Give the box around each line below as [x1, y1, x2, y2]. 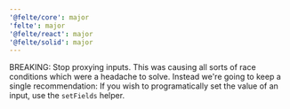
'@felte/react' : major [9, 29, 93, 38]
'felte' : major [9, 21, 66, 30]
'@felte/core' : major [9, 12, 90, 22]
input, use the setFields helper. [9, 90, 125, 101]
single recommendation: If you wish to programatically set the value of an [9, 81, 278, 91]
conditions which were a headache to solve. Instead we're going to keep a [9, 72, 282, 82]
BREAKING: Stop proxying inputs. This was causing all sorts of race [9, 62, 256, 73]
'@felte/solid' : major [9, 37, 93, 47]
